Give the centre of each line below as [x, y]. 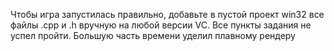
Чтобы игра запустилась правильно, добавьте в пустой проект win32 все [167, 14]
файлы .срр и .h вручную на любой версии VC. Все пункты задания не [161, 25]
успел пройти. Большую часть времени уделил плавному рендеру [153, 35]
